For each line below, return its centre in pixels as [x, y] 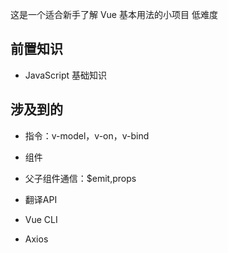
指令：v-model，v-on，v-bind [87, 135]
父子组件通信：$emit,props [80, 178]
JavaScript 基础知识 [65, 75]
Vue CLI [41, 219]
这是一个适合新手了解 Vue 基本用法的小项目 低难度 [114, 14]
